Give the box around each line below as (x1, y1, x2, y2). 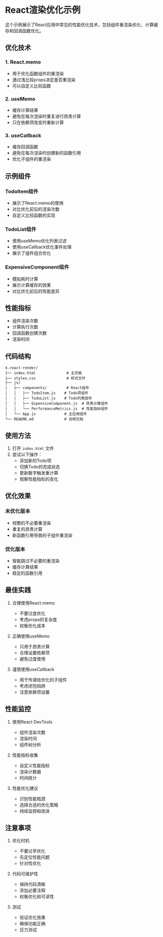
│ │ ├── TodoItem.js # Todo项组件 (5, 391, 89, 396)
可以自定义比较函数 (12, 83, 51, 89)
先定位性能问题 (19, 854, 50, 860)
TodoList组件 (5, 226, 37, 233)
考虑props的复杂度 (19, 616, 57, 622)
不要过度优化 (19, 610, 46, 616)
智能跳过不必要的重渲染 (12, 558, 60, 564)
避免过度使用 (19, 656, 46, 662)
